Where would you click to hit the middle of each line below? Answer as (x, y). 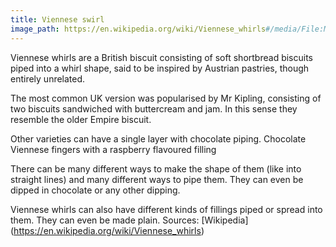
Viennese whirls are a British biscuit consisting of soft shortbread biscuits (161, 57)
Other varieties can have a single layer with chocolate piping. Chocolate (158, 138)
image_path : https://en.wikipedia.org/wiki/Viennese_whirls (138, 29)
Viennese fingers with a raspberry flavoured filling (113, 149)
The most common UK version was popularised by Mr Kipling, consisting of (166, 98)
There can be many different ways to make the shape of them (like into (156, 168)
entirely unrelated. (48, 78)
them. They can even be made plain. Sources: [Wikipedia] (129, 220)
